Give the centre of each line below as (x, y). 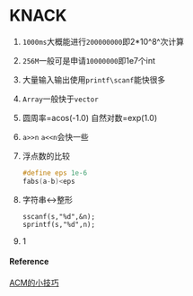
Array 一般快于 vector (60, 99)
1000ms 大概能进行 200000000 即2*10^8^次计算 (103, 41)
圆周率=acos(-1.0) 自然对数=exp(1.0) (90, 118)
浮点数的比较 (46, 156)
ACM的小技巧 (35, 283)
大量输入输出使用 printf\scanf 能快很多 (94, 79)
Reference (29, 262)
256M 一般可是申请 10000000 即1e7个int (88, 60)
